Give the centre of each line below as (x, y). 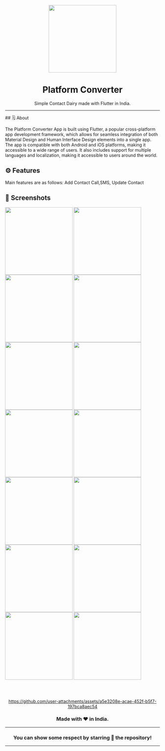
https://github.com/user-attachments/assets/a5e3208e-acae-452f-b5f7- (82, 701)
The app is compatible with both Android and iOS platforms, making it (75, 145)
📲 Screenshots (28, 198)
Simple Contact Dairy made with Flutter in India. (82, 103)
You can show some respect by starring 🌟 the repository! (82, 737)
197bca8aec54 (82, 706)
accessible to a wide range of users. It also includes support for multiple (78, 150)
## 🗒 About (17, 118)
